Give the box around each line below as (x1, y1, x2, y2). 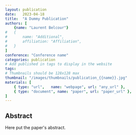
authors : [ (5, 21, 27, 26)
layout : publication (5, 7, 47, 12)
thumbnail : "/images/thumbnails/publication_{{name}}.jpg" (5, 75, 128, 80)
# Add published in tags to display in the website (5, 62, 112, 67)
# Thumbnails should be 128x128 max (5, 71, 79, 76)
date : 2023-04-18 (5, 12, 45, 17)
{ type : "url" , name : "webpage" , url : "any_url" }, (14, 84, 125, 90)
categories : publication (5, 57, 56, 62)
